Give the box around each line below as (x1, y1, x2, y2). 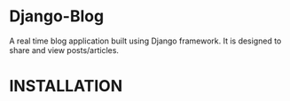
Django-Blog (9, 6, 105, 27)
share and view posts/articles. (9, 44, 120, 55)
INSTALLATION (9, 76, 122, 97)
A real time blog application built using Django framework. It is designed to (9, 35, 282, 46)
